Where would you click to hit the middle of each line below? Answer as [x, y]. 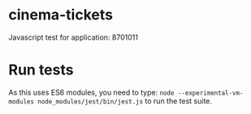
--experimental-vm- [210, 93]
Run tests [41, 70]
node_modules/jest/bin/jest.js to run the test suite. [125, 101]
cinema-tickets [61, 15]
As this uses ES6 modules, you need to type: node [91, 92]
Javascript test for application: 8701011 [73, 37]
